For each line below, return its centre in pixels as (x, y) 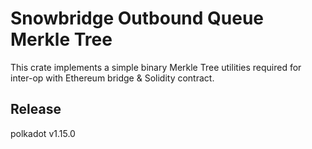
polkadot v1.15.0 (43, 133)
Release (36, 109)
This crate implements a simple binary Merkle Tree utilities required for (156, 67)
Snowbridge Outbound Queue (137, 18)
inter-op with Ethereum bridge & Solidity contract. (112, 78)
